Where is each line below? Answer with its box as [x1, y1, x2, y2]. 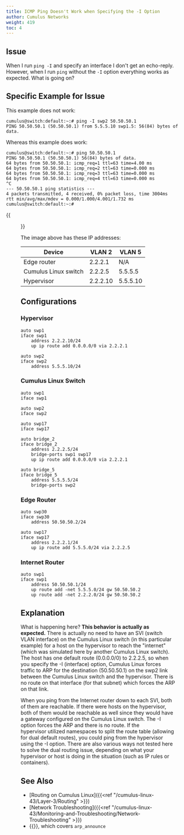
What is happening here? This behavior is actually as [20, 623, 150, 630]
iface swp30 [20, 514, 49, 520]
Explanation [20, 608, 65, 617]
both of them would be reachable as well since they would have [20, 709, 174, 716]
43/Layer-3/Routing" [29, 798, 79, 805]
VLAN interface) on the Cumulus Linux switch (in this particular [20, 636, 172, 643]
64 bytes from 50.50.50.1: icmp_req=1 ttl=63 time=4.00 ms [6, 160, 153, 166]
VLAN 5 [119, 248, 141, 256]
